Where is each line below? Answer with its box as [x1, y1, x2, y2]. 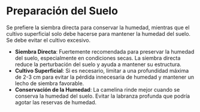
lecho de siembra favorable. [14, 79, 84, 87]
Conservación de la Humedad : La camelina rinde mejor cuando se [14, 86, 180, 93]
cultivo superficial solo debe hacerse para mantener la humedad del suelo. [6, 30, 190, 37]
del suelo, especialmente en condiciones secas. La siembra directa [14, 54, 181, 61]
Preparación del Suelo [6, 4, 119, 18]
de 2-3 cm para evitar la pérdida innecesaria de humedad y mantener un [14, 73, 195, 80]
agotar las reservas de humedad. [14, 98, 97, 105]
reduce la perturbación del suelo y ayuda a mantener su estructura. [14, 61, 181, 68]
